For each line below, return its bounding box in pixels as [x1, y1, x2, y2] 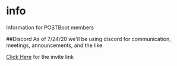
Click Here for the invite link [6, 53, 74, 60]
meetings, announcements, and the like [6, 42, 103, 49]
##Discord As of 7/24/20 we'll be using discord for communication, [6, 35, 171, 42]
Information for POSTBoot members [6, 24, 94, 31]
